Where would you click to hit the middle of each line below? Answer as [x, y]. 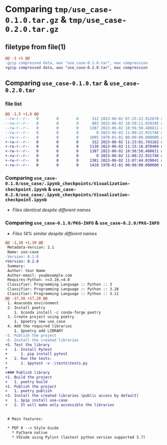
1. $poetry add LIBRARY [39, 331]
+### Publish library [28, 372]
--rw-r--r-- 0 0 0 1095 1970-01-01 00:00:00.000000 [82, 137]
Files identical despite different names [51, 210]
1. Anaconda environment [33, 303]
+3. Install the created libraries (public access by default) [72, 396]
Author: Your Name [26, 271]
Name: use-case [23, 252]
